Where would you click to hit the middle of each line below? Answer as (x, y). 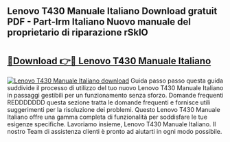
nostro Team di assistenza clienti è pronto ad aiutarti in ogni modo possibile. (115, 131)
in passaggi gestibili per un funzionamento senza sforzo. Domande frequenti (115, 95)
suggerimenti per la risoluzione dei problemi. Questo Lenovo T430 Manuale (114, 110)
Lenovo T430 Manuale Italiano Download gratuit (112, 11)
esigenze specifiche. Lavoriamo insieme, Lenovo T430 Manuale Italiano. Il (112, 124)
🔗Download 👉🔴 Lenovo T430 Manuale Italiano (109, 61)
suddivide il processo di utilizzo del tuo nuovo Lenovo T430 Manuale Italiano (115, 88)
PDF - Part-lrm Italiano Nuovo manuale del (99, 22)
